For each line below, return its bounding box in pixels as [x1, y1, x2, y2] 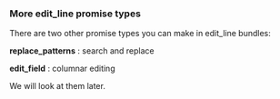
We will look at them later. [9, 81, 106, 92]
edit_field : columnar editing [9, 63, 115, 74]
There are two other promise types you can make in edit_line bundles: [9, 28, 271, 39]
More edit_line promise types [9, 7, 141, 20]
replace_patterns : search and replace [9, 45, 155, 56]
